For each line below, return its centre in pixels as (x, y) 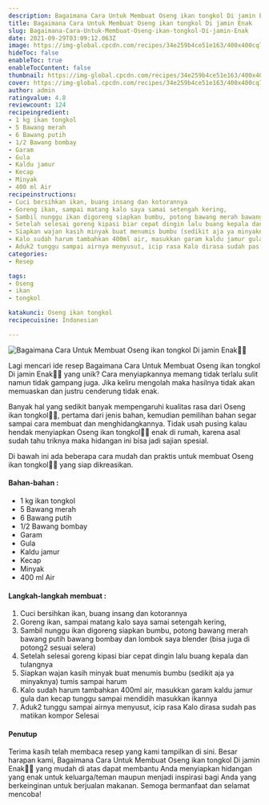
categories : (28, 254)
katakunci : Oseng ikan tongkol (60, 313)
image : (19, 46)
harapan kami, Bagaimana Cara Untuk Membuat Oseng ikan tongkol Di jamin (134, 760)
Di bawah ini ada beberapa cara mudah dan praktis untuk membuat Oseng (131, 456)
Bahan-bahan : (34, 483)
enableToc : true (35, 61)
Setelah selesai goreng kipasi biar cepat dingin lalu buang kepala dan (134, 656)
